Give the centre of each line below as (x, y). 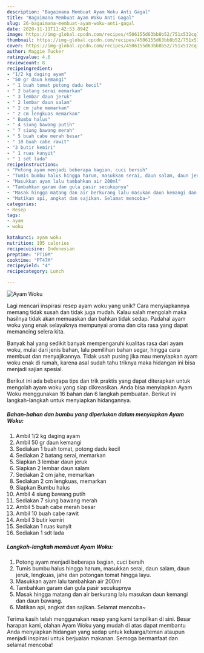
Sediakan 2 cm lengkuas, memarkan (61, 481)
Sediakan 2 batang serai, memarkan (61, 455)
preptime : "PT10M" (30, 255)
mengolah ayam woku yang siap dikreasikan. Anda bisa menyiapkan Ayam (100, 387)
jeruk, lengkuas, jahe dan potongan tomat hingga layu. (83, 575)
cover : (15, 46)
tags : (14, 215)
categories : (22, 204)
